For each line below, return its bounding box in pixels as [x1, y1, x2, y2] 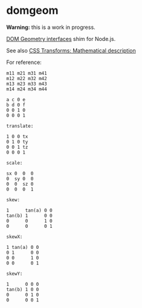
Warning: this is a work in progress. [6, 24, 95, 31]
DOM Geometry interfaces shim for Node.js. [6, 35, 116, 42]
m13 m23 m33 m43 [6, 81, 47, 87]
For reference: [6, 58, 42, 66]
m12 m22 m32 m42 [6, 75, 47, 81]
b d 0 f [6, 102, 26, 108]
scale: [6, 160, 23, 166]
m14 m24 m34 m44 [6, 86, 47, 92]
